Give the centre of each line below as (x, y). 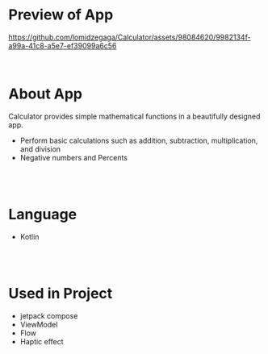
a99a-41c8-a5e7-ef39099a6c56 (63, 45)
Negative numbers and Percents (73, 157)
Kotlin (29, 236)
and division (40, 149)
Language (43, 214)
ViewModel (39, 324)
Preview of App (61, 15)
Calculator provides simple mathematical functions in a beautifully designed (134, 116)
